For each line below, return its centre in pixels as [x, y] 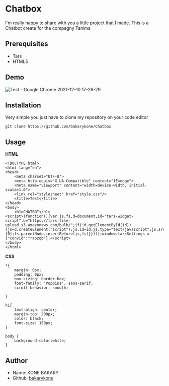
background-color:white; [40, 341]
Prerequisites [27, 44]
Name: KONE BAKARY [35, 373]
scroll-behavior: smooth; [41, 288]
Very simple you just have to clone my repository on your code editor [77, 117]
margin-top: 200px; [35, 314]
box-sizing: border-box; [40, 279]
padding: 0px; [29, 275]
